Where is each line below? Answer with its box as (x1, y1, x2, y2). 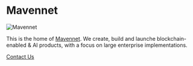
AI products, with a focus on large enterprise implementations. (32, 41, 188, 49)
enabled (6, 41, 27, 49)
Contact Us (6, 53, 34, 60)
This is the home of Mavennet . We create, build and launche (6, 35, 156, 42)
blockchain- (156, 35, 187, 42)
